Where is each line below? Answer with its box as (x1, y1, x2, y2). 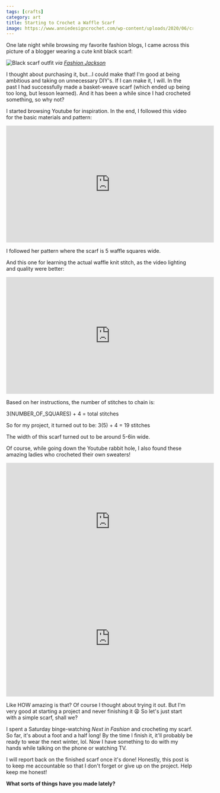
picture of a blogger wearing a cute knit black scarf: (6, 48, 133, 55)
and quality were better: (6, 265, 65, 272)
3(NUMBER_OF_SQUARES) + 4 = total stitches (6, 410, 119, 417)
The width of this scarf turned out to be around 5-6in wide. (6, 433, 150, 440)
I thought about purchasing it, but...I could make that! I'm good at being (6, 71, 180, 78)
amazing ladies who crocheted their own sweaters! (6, 451, 131, 458)
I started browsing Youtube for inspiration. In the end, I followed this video (6, 107, 187, 115)
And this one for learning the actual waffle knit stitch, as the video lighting (6, 259, 187, 266)
